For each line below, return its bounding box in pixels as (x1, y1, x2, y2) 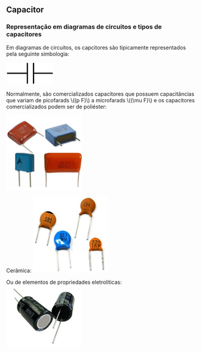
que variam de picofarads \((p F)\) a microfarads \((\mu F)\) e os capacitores (6, 97, 195, 104)
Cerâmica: (6, 266, 32, 274)
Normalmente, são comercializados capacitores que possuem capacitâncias (6, 90, 194, 98)
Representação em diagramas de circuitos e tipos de (6, 23, 162, 31)
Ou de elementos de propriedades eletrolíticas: (6, 278, 122, 286)
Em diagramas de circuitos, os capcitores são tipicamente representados (6, 44, 187, 51)
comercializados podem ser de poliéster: (6, 103, 107, 110)
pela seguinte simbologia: (6, 50, 70, 57)
